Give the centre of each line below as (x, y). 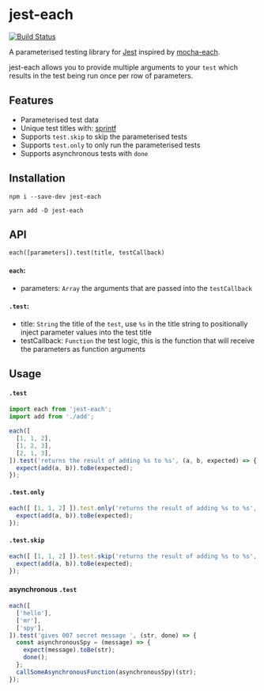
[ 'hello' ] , (34, 613)
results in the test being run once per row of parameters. (101, 75)
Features (31, 101)
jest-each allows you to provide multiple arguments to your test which (123, 67)
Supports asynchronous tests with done (84, 153)
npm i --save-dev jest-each (55, 197)
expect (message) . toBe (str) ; (69, 650)
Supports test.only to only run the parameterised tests (110, 145)
